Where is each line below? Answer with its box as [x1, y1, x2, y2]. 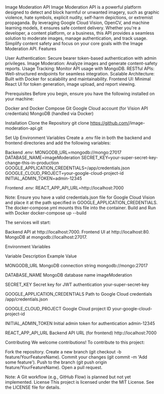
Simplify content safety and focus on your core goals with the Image [5, 41, 143, 46]
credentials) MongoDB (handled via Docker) [5, 111, 94, 116]
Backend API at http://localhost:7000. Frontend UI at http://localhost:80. [5, 229, 150, 234]
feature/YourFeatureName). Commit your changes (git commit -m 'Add [5, 354, 148, 360]
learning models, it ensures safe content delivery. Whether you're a [5, 25, 141, 31]
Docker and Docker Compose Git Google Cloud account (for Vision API [5, 105, 148, 111]
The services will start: [5, 220, 51, 225]
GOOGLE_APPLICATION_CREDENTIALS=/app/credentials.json [5, 165, 130, 171]
